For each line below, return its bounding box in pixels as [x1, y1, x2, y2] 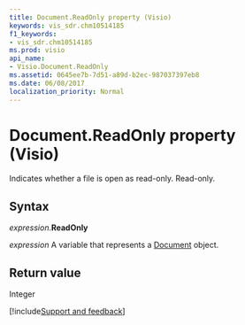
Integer [9, 289, 35, 299]
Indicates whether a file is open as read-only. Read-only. [9, 174, 216, 184]
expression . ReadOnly [9, 222, 88, 233]
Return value [9, 265, 81, 280]
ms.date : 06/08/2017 [9, 79, 86, 88]
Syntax [9, 198, 50, 213]
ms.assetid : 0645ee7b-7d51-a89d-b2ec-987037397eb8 [9, 71, 200, 80]
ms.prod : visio [9, 46, 65, 55]
